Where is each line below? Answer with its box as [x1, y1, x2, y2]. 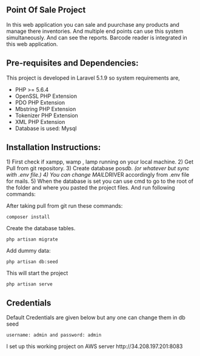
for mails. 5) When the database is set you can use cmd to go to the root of [6, 177, 194, 185]
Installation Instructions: [6, 142, 101, 152]
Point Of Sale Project [6, 5, 86, 15]
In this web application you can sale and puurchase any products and [6, 21, 180, 28]
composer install [6, 214, 50, 221]
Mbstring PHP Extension [15, 105, 76, 112]
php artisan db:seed [6, 259, 59, 265]
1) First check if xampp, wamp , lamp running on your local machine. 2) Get [6, 158, 194, 166]
